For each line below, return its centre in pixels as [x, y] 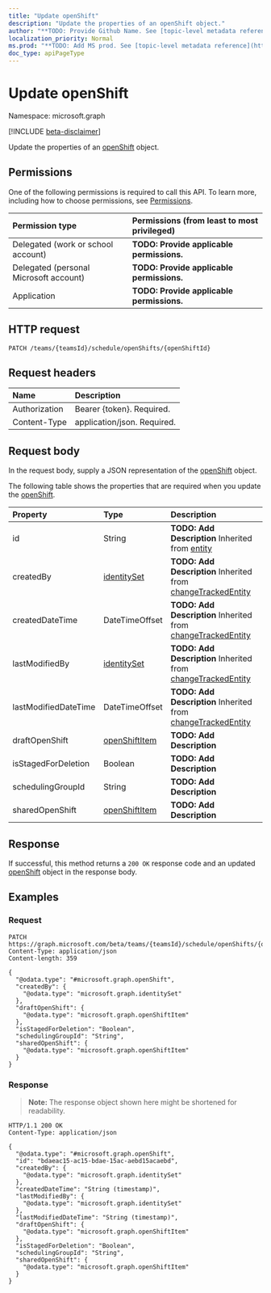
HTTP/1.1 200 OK [35, 1125]
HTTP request [44, 329]
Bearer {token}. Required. [123, 409]
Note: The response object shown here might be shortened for [133, 1102]
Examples [33, 897]
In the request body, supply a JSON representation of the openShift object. [133, 470]
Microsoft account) [49, 277]
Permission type [45, 225]
